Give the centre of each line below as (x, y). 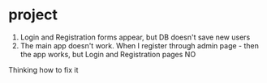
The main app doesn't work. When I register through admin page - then (140, 45)
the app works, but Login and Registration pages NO (108, 54)
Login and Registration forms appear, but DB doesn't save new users (135, 37)
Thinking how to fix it (43, 69)
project (33, 15)
